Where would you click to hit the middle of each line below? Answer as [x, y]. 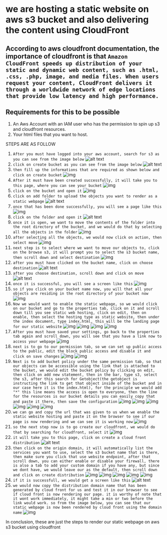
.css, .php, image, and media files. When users [82, 76]
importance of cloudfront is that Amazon [67, 56]
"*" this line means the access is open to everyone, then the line [85, 392]
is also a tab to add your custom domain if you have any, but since [86, 466]
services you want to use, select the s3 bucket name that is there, [86, 453]
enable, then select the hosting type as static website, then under [86, 317]
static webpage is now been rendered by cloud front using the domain [87, 507]
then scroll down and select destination [56, 258]
